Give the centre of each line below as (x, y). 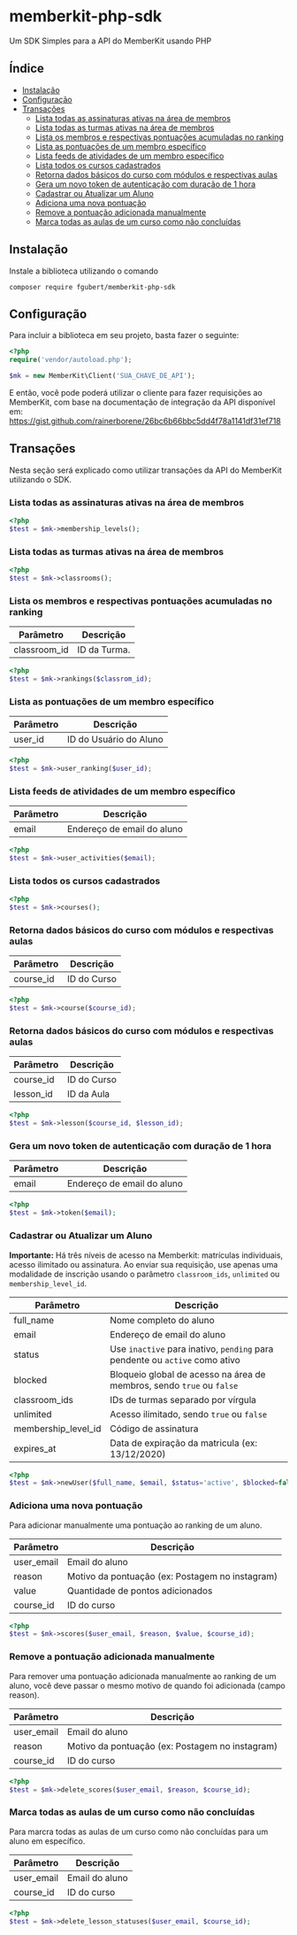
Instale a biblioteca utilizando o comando (84, 271)
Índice (27, 69)
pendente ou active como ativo (175, 1360)
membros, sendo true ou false (174, 1385)
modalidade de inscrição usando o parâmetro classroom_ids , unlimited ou (145, 1274)
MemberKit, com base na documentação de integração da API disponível (142, 402)
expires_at (35, 1448)
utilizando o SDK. (41, 479)
